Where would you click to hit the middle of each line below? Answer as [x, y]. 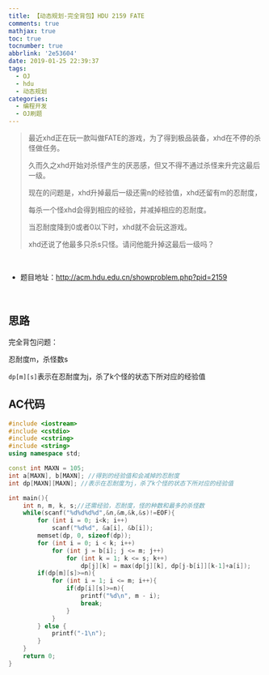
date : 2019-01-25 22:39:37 [54, 62]
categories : [28, 99]
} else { [52, 626]
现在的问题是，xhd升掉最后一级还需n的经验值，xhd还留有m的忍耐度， [145, 192]
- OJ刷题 [29, 114]
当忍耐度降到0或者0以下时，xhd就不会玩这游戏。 [109, 227]
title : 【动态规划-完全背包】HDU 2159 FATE [77, 16]
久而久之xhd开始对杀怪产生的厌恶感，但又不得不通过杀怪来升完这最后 [144, 165]
